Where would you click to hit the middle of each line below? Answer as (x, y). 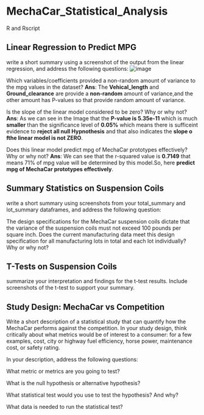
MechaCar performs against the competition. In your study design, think (97, 328)
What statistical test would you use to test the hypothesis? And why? (92, 395)
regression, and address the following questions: (68, 68)
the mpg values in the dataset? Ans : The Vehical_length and (83, 87)
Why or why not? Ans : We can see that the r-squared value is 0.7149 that (98, 156)
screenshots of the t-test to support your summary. (71, 288)
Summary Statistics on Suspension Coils (85, 189)
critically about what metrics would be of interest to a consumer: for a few (99, 335)
